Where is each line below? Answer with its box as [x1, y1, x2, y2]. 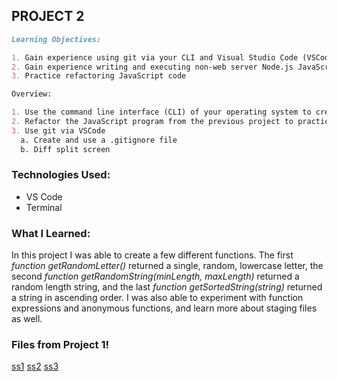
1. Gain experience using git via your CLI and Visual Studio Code [11, 52, 299, 63]
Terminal [25, 201, 63, 213]
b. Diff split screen [20, 144, 111, 154]
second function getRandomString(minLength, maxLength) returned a [11, 270, 300, 283]
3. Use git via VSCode [11, 125, 106, 136]
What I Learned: [11, 226, 91, 240]
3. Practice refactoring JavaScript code [11, 71, 187, 81]
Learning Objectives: [11, 34, 102, 44]
